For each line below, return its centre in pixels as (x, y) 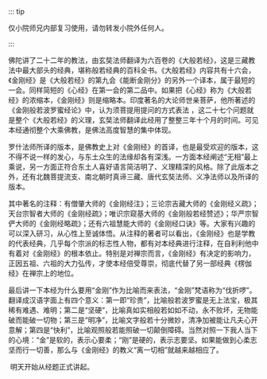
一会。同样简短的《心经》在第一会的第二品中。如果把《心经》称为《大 (123, 90)
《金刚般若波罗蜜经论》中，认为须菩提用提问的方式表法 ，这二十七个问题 (128, 110)
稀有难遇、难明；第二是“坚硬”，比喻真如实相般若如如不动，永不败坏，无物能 (133, 310)
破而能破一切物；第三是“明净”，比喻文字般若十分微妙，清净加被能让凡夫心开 (133, 320)
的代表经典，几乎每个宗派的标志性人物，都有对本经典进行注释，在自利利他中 (133, 243)
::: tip (17, 12)
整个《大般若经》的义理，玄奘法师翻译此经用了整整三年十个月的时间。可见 (137, 120)
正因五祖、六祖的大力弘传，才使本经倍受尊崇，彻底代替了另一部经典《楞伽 (130, 263)
